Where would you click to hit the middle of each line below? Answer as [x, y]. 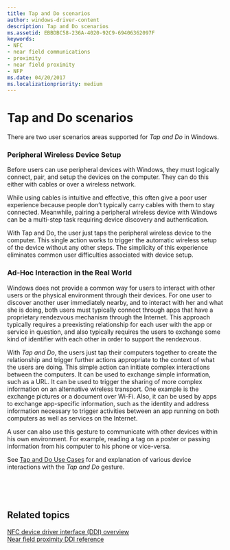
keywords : [21, 39]
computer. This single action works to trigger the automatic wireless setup [112, 240]
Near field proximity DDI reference [56, 539]
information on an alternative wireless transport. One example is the [103, 389]
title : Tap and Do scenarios [49, 13]
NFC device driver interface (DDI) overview [68, 531]
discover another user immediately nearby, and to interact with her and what [115, 302]
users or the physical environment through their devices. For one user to [110, 295]
